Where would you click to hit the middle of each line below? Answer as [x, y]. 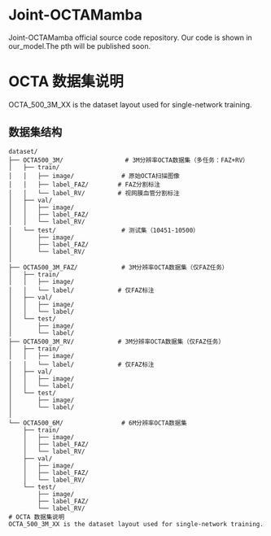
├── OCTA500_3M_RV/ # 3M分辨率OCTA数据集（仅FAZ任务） [117, 342]
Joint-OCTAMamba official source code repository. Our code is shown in [130, 37]
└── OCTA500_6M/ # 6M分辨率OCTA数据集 [98, 423]
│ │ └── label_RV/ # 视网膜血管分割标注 [94, 193]
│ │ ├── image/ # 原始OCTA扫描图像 [94, 176]
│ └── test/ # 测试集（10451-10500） [104, 230]
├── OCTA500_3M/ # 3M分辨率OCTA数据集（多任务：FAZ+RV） [129, 160]
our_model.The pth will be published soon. [80, 46]
